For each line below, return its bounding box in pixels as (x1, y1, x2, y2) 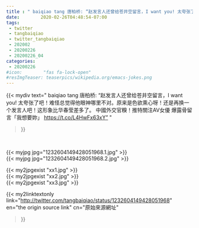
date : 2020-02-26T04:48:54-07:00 (6, 14, 108, 20)
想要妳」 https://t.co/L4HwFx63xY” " (21, 114, 113, 121)
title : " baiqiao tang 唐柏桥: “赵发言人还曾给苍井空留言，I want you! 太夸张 (6, 8, 191, 15)
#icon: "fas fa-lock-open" (6, 69, 92, 75)
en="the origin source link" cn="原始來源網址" (6, 204, 119, 211)
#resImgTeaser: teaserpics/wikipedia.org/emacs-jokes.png (6, 75, 152, 81)
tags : (6, 20, 20, 25)
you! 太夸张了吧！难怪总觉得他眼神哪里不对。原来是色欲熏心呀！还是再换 (6, 99, 185, 107)
